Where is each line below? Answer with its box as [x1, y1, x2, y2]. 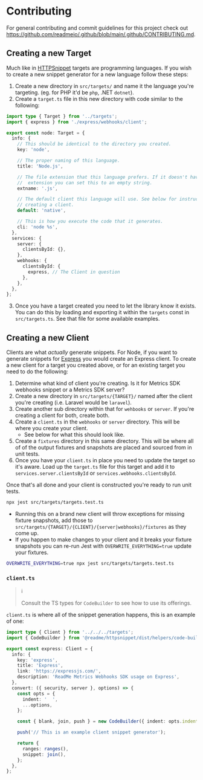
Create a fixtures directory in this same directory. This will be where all [14, 437, 194, 445]
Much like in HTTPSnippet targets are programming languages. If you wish [6, 64, 192, 71]
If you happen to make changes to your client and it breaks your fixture [14, 536, 192, 543]
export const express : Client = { [6, 645, 94, 652]
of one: [6, 617, 24, 625]
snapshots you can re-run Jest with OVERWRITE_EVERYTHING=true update [14, 542, 192, 549]
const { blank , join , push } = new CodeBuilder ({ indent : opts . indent [17, 718, 199, 724]
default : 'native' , [17, 207, 66, 214]
